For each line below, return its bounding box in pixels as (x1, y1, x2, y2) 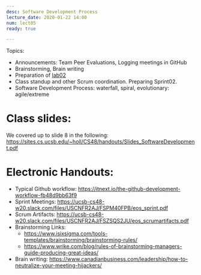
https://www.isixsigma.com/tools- (23, 230, 108, 237)
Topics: (6, 47, 25, 55)
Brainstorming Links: (14, 223, 66, 231)
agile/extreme (14, 91, 50, 98)
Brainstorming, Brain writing (14, 65, 84, 73)
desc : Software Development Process (6, 8, 98, 15)
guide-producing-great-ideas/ (23, 249, 99, 256)
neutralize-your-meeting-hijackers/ (14, 262, 102, 269)
